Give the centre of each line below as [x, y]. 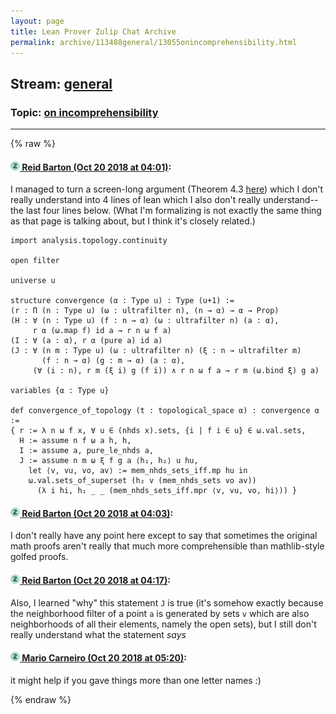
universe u [33, 281]
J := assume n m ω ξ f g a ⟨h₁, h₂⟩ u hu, [109, 461]
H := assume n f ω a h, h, [75, 441]
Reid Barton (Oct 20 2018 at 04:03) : [97, 513]
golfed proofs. [39, 557]
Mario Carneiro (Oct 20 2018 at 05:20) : [104, 658]
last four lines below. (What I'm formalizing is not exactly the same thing [173, 211]
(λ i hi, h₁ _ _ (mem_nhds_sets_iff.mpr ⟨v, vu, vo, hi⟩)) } [167, 491]
